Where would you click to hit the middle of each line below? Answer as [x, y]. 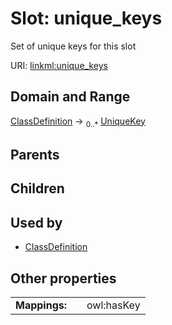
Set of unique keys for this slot [73, 46]
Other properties [63, 278]
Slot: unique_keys [86, 18]
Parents [35, 154]
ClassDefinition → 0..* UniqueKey [78, 122]
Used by [36, 222]
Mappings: [41, 305]
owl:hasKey [113, 305]
